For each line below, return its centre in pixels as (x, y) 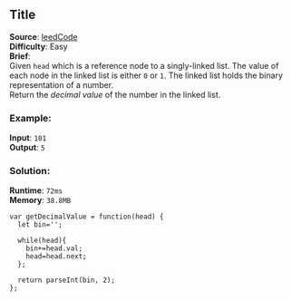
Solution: (30, 171)
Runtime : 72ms (36, 190)
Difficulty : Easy (39, 46)
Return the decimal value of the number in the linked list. (115, 94)
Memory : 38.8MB (40, 200)
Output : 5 (27, 148)
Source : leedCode (44, 36)
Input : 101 (28, 138)
